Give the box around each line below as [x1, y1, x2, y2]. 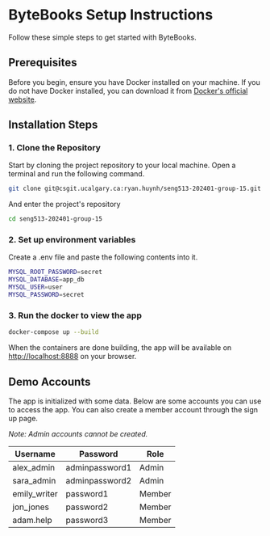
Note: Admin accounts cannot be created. [8, 428, 148, 438]
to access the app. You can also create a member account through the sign [8, 404, 259, 414]
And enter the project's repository [8, 200, 121, 209]
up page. [8, 413, 39, 423]
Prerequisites [8, 56, 77, 70]
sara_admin [12, 475, 56, 486]
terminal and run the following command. [8, 169, 145, 179]
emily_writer [12, 487, 58, 499]
